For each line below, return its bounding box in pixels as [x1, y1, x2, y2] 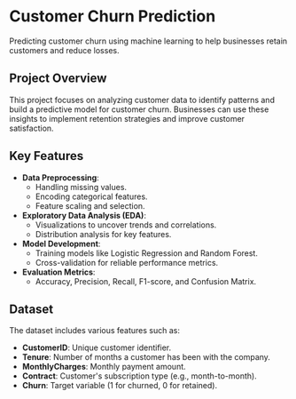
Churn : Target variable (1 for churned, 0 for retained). [21, 380, 218, 391]
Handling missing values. [35, 181, 127, 192]
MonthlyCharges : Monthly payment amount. [21, 362, 186, 372]
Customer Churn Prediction [9, 6, 216, 27]
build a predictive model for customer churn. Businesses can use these [9, 104, 269, 115]
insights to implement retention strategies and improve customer [9, 113, 245, 124]
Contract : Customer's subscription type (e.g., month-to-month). [21, 371, 257, 381]
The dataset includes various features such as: [9, 325, 180, 336]
